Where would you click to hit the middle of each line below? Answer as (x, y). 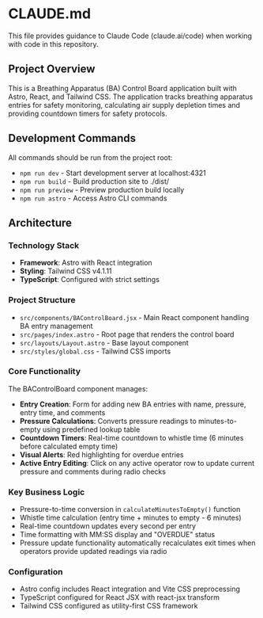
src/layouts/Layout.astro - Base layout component (104, 342)
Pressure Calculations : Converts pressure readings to (108, 421)
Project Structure (42, 300)
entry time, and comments (62, 412)
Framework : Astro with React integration (86, 263)
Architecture (40, 223)
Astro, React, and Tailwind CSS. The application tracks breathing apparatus (131, 97)
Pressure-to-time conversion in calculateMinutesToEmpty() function (130, 509)
